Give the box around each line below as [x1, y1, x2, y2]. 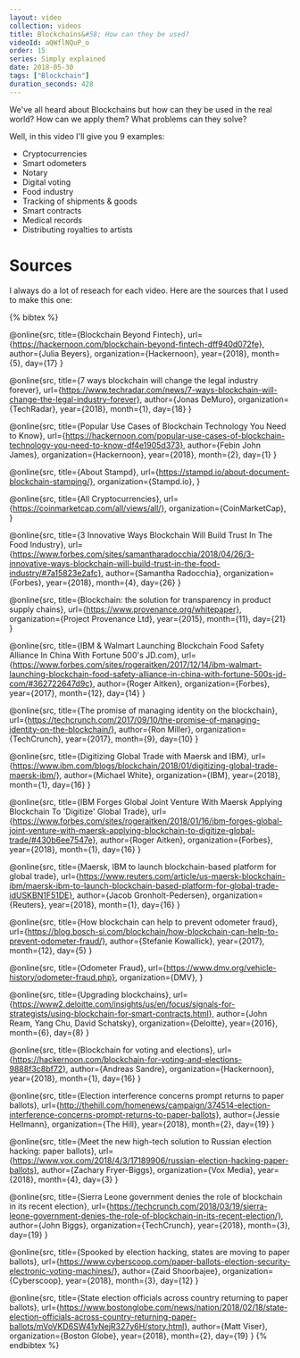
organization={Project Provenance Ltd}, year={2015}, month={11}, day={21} [9, 613, 287, 624]
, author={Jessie [218, 1109, 280, 1119]
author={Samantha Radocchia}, [105, 567, 221, 578]
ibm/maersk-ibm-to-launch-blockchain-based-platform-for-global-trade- [9, 880, 279, 891]
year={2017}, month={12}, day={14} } [9, 687, 146, 698]
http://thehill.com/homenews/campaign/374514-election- [59, 1100, 271, 1111]
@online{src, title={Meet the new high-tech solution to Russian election [9, 1136, 272, 1146]
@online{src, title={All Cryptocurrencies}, [9, 493, 162, 504]
